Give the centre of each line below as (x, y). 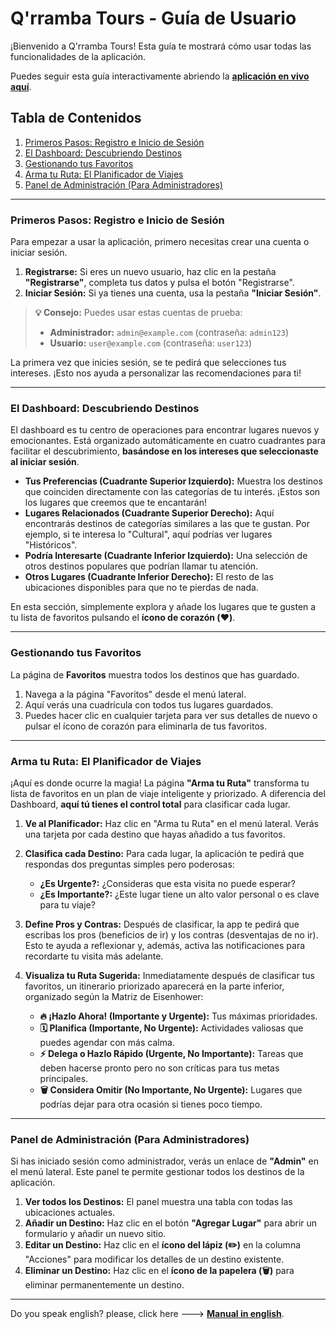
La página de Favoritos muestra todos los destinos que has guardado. (155, 674)
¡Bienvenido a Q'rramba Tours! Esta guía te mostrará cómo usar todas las (161, 46)
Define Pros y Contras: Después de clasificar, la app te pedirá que (162, 924)
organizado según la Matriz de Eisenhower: (114, 996)
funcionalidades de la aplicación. (78, 56)
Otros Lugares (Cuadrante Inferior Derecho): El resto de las (149, 577)
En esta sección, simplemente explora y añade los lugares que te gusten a (163, 607)
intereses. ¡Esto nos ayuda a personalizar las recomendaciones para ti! (156, 373)
